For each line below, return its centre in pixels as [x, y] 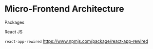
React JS [14, 32]
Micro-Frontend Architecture [65, 9]
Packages [15, 22]
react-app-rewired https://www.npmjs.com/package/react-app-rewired [76, 41]
